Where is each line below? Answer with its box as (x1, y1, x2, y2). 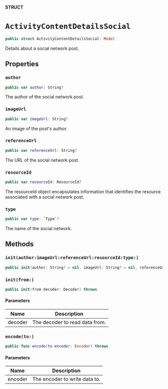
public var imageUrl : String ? (5, 116, 68, 121)
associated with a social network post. (5, 194, 84, 200)
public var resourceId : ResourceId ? (5, 180, 81, 185)
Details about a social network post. (5, 45, 79, 51)
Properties (5, 60, 39, 68)
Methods (5, 240, 34, 249)
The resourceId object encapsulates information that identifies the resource (5, 188, 161, 194)
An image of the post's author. (5, 125, 67, 131)
